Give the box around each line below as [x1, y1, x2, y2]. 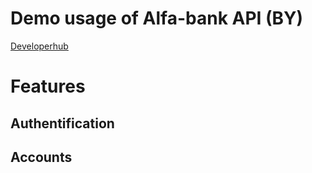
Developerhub [10, 40, 69, 52]
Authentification [10, 115, 115, 132]
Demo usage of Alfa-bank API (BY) [10, 7, 304, 30]
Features [10, 75, 86, 98]
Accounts [10, 148, 73, 166]
